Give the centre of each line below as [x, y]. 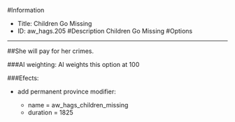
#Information [26, 10]
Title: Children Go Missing [55, 23]
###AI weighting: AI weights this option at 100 [73, 64]
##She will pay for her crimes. [51, 51]
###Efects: [23, 78]
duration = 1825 [50, 112]
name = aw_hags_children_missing [78, 105]
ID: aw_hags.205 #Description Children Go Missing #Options [105, 31]
